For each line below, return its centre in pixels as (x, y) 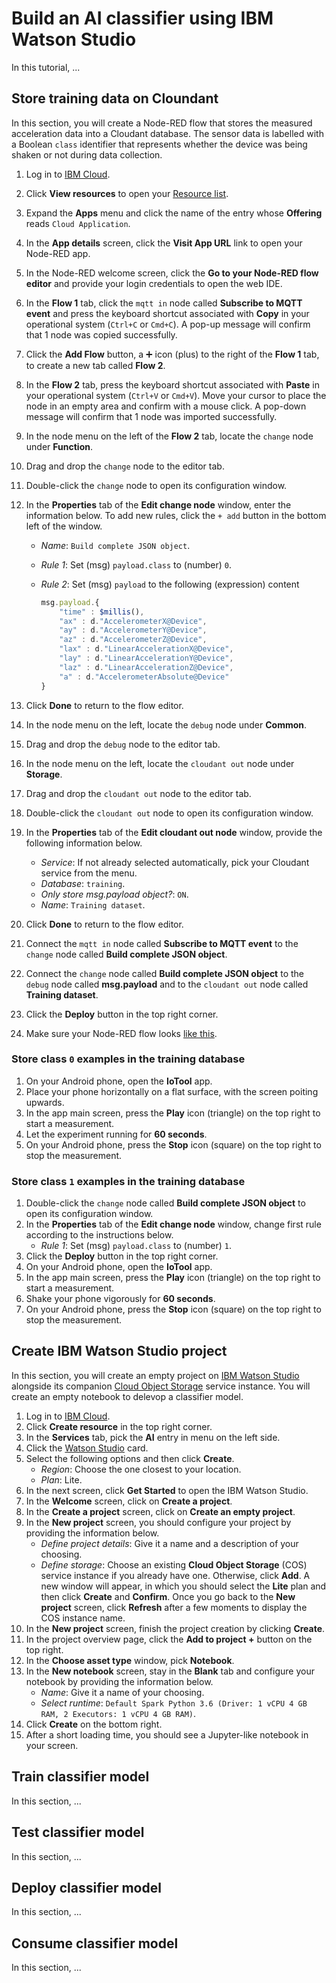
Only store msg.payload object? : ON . (114, 894)
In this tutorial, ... (46, 67)
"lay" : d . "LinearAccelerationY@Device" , (146, 658)
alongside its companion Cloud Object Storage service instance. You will (161, 1386)
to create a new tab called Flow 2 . (95, 365)
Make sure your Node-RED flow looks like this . (121, 1033)
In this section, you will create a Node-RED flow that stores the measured (162, 123)
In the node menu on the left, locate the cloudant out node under (160, 763)
